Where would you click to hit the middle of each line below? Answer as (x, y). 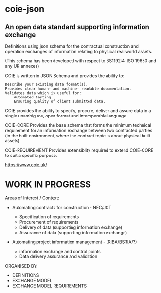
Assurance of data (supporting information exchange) (73, 232)
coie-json (25, 9)
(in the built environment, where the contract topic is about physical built (78, 136)
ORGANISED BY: (21, 266)
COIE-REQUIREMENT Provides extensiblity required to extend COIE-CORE (79, 150)
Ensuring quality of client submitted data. (60, 101)
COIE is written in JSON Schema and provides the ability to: (65, 76)
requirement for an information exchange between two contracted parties (79, 130)
